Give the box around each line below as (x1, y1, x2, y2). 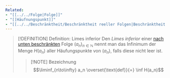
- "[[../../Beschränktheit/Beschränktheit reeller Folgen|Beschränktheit (5, 21, 166, 27)
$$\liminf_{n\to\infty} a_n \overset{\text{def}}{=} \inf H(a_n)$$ (33, 67, 164, 73)
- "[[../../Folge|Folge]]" (5, 12, 63, 17)
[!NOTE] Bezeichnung (30, 59, 77, 65)
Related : (5, 7, 24, 13)
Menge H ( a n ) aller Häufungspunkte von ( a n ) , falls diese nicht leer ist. (17, 48, 163, 55)
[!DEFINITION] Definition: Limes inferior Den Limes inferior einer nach (17, 36, 164, 42)
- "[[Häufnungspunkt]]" (5, 17, 56, 22)
